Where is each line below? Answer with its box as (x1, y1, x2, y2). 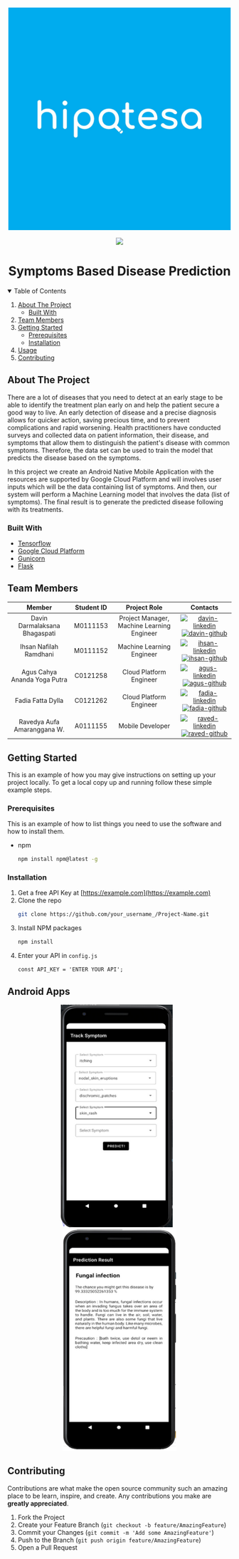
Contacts (191, 603, 219, 612)
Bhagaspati (22, 629, 56, 637)
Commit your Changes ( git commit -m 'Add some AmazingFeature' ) (17, 1528, 215, 1536)
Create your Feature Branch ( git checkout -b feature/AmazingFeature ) (17, 1521, 227, 1529)
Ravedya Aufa (18, 718, 60, 726)
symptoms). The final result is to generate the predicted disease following (7, 497, 224, 506)
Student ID (74, 603, 107, 612)
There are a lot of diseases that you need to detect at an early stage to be (7, 392, 223, 402)
